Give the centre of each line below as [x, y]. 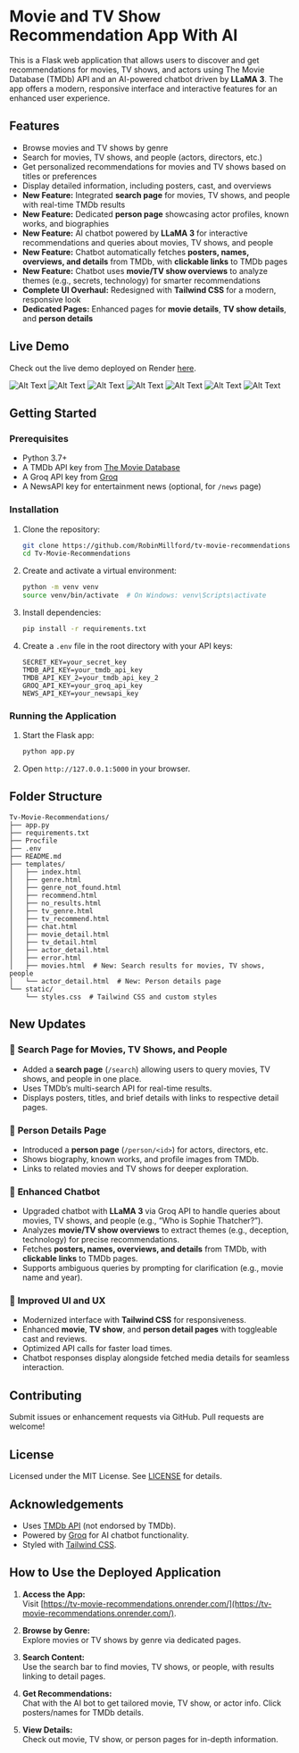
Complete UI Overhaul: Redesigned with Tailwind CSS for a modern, [149, 290]
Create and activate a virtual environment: [99, 571]
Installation [34, 510]
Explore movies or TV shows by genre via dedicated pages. [132, 1640]
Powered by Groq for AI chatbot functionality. [105, 1535]
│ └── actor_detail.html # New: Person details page [115, 981]
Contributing [46, 1396]
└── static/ [31, 989]
